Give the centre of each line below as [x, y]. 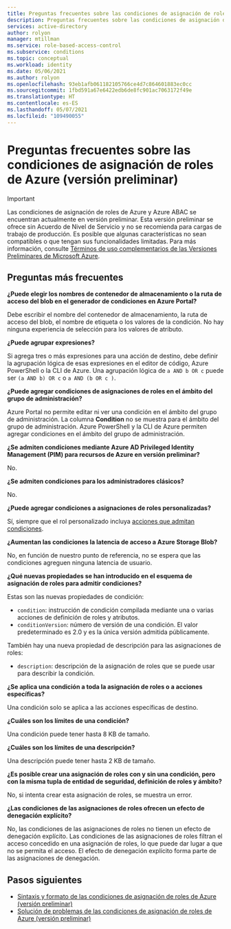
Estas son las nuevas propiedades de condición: [76, 597]
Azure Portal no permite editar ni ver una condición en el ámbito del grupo [112, 412]
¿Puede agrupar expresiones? [51, 343]
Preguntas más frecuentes [65, 277]
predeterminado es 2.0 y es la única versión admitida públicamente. [113, 632]
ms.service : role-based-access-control [64, 45]
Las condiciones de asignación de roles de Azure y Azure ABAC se [102, 212]
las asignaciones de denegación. [54, 858]
